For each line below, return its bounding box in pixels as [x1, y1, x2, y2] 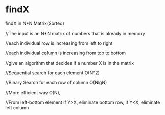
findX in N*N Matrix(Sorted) [5, 20, 65, 26]
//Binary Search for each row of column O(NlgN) [5, 79, 107, 85]
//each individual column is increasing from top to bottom [5, 50, 126, 56]
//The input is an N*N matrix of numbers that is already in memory [5, 30, 146, 36]
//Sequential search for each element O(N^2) [5, 70, 100, 76]
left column [5, 104, 29, 110]
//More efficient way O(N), [5, 89, 61, 95]
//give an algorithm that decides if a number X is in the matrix [5, 60, 134, 66]
